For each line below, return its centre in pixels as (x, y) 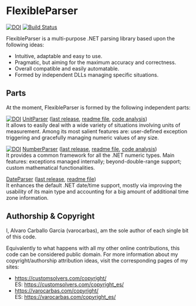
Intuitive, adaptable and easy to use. (58, 56)
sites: (13, 267)
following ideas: (25, 45)
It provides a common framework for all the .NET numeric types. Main (90, 155)
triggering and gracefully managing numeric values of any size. (83, 137)
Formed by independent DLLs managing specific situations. (87, 75)
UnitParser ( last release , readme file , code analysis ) (85, 119)
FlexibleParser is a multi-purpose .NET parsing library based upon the (90, 38)
